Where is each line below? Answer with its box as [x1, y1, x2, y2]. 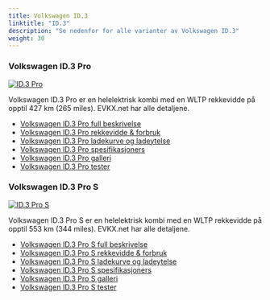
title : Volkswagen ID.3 [8, 11, 89, 20]
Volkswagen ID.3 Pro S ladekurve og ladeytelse [19, 257, 177, 266]
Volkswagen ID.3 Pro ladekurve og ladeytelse [19, 136, 171, 146]
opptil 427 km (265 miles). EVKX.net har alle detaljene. [8, 103, 190, 113]
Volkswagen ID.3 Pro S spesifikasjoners [19, 265, 152, 274]
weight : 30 [8, 34, 45, 43]
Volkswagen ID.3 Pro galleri [19, 153, 111, 162]
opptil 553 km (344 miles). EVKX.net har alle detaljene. [8, 224, 191, 233]
